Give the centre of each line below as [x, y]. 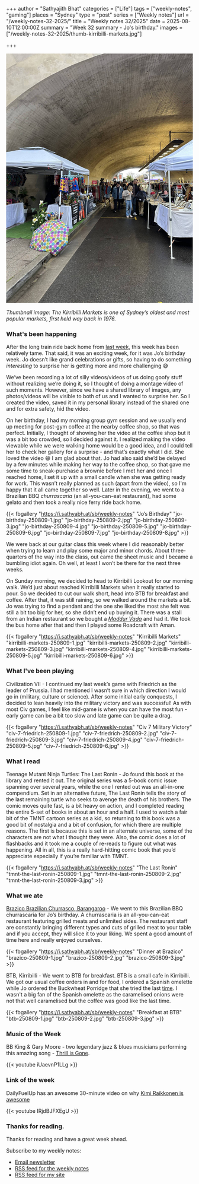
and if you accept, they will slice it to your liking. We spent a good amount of [99, 934]
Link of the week [31, 1080]
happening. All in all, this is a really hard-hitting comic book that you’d [91, 850]
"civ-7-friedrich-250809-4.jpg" [105, 739]
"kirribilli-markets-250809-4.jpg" [106, 649]
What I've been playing [40, 671]
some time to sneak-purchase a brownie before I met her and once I [89, 471]
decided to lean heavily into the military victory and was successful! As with [99, 703]
